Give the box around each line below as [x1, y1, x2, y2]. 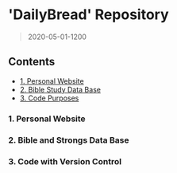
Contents [8, 55, 56, 69]
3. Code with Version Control [8, 155, 121, 167]
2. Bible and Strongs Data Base [8, 134, 129, 145]
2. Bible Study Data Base [19, 85, 102, 94]
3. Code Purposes [19, 93, 79, 103]
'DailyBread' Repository [8, 6, 169, 24]
